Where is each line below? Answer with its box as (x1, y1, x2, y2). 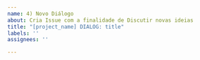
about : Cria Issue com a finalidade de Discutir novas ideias (7, 17, 194, 24)
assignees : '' (7, 36, 49, 43)
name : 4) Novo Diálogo (7, 10, 74, 17)
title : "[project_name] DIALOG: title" (7, 23, 125, 30)
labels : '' (7, 29, 39, 37)
